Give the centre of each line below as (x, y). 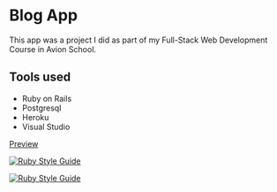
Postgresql (41, 108)
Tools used (40, 77)
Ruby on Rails (47, 98)
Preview (24, 143)
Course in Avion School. (53, 49)
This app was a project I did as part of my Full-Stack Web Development (138, 40)
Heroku (35, 117)
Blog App (43, 15)
